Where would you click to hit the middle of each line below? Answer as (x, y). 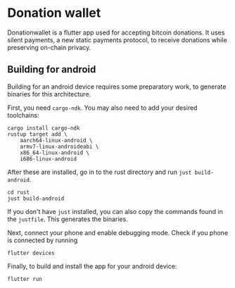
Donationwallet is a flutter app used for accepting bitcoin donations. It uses (116, 32)
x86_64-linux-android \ (55, 153)
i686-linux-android (49, 159)
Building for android (52, 69)
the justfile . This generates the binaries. (68, 219)
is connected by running (43, 240)
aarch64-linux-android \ (56, 140)
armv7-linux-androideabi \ (59, 146)
